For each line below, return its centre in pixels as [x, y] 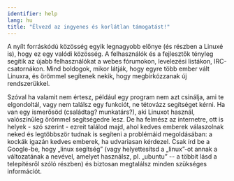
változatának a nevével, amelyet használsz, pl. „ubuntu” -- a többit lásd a [112, 157]
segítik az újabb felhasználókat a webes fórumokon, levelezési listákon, [110, 61]
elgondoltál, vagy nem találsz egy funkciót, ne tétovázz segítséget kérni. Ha [116, 105]
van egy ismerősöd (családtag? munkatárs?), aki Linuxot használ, [101, 112]
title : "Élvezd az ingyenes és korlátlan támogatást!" [89, 27]
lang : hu [20, 20]
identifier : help [32, 14]
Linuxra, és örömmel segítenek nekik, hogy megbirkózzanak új [97, 76]
